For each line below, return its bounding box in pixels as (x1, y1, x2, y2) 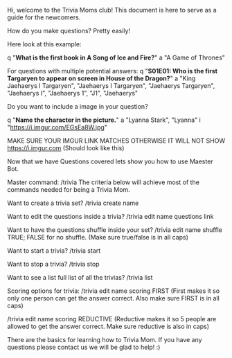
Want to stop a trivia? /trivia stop (7, 260, 100, 268)
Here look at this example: (7, 40, 82, 48)
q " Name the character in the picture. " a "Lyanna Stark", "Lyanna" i (7, 116, 201, 124)
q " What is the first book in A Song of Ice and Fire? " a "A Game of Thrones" (7, 53, 225, 62)
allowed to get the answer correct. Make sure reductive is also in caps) (7, 322, 210, 330)
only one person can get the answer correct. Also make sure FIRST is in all (7, 294, 220, 302)
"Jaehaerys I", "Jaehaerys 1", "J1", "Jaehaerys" (7, 89, 139, 97)
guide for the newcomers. (7, 13, 81, 21)
